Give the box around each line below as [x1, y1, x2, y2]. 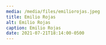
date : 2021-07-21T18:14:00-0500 [6, 30, 84, 36]
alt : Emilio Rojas [6, 19, 51, 25]
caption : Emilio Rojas [6, 25, 61, 31]
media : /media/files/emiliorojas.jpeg [6, 8, 100, 15]
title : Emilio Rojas [6, 14, 56, 20]
